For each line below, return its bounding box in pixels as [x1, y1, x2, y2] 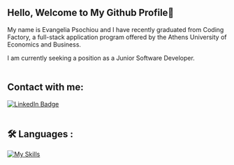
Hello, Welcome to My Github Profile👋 [7, 7, 175, 19]
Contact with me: [7, 81, 84, 93]
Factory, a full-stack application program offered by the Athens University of [7, 33, 227, 41]
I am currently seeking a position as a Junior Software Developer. [7, 54, 196, 62]
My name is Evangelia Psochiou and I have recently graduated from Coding [7, 25, 224, 33]
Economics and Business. [7, 40, 82, 49]
